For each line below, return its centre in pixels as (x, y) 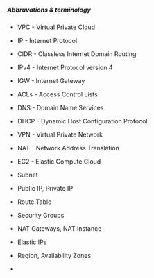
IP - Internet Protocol (47, 40)
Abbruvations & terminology (49, 10)
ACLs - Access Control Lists (58, 94)
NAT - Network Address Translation (68, 148)
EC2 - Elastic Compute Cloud (59, 161)
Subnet (27, 175)
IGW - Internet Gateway (51, 80)
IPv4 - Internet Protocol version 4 (65, 67)
